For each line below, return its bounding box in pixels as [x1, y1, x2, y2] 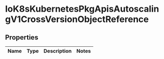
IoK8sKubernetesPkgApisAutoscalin [5, 3, 160, 15]
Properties [5, 33, 39, 41]
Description [43, 48, 72, 54]
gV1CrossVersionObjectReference [5, 14, 149, 25]
